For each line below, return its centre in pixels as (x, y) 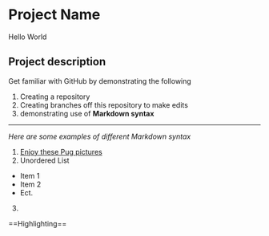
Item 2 (30, 184)
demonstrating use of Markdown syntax (87, 113)
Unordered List (44, 160)
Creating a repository (55, 96)
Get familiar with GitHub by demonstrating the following (100, 81)
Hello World (28, 37)
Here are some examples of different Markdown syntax (100, 136)
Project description (57, 62)
